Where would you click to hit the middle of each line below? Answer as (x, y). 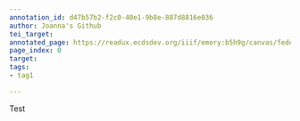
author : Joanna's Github (55, 26)
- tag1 (21, 76)
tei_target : (31, 34)
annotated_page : (39, 42)
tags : (19, 68)
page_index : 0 (36, 51)
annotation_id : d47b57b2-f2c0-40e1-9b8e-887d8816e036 (112, 17)
